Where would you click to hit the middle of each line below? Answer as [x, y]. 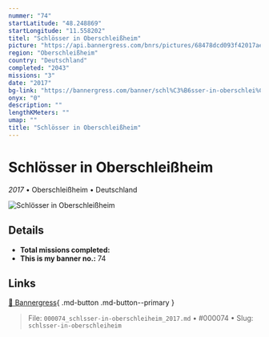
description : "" [35, 105]
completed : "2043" [39, 68]
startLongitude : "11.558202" [57, 30]
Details [26, 231]
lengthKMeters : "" [39, 113]
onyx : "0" [25, 98]
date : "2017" [30, 83]
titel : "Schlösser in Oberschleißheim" [75, 38]
